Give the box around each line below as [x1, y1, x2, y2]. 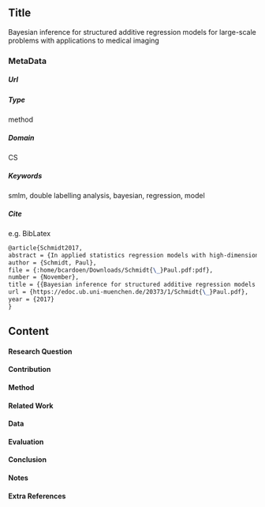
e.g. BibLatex [8, 228, 51, 238]
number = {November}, [8, 273, 80, 281]
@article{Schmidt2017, [8, 244, 83, 252]
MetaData [8, 55, 47, 66]
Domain [8, 133, 35, 142]
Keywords [8, 171, 43, 180]
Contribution [8, 365, 51, 374]
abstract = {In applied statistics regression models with [8, 251, 207, 259]
